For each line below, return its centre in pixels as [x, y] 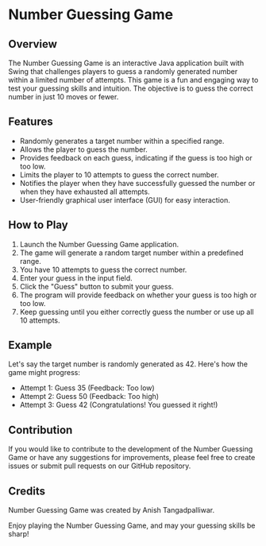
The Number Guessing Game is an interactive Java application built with [126, 63]
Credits [27, 491]
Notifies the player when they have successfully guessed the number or [137, 183]
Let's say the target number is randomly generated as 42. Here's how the [128, 364]
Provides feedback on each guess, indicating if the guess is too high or [136, 157]
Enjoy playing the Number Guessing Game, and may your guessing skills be [132, 525]
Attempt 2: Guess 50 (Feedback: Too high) [89, 397]
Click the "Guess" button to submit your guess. [97, 286]
